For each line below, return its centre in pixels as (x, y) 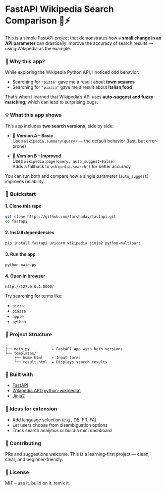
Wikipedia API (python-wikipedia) (46, 391)
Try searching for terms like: (34, 296)
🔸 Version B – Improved (37, 156)
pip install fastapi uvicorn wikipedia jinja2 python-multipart (73, 243)
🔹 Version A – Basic (33, 135)
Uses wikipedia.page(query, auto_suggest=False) (64, 161)
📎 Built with (19, 374)
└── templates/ (21, 354)
